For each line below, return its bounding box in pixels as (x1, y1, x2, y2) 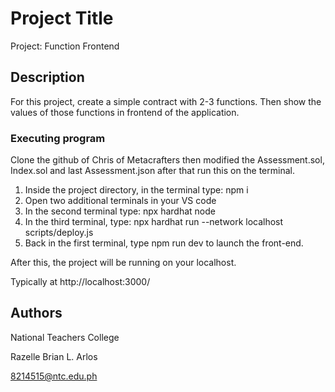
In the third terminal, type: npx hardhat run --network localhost (24, 216, 284, 228)
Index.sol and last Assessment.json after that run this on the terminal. (10, 165, 295, 177)
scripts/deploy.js (24, 227, 94, 239)
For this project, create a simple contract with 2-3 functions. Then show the (10, 95, 322, 107)
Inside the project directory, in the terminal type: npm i (24, 184, 249, 196)
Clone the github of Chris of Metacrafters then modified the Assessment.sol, (10, 154, 325, 166)
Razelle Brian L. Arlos (10, 350, 98, 362)
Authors (10, 305, 63, 322)
